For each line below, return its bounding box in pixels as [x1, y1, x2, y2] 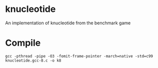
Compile [5, 37, 41, 49]
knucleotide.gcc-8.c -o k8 [5, 58, 61, 63]
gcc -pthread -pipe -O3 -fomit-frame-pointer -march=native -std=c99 [5, 54, 153, 59]
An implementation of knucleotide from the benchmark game [5, 20, 131, 26]
